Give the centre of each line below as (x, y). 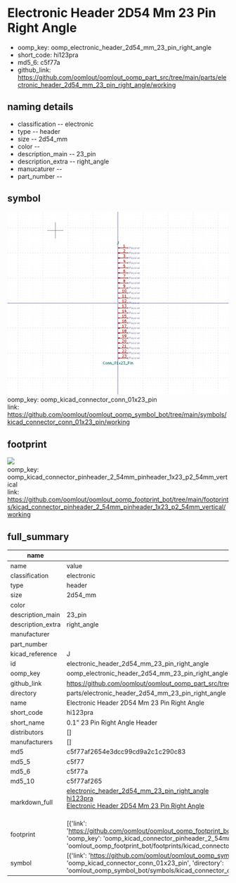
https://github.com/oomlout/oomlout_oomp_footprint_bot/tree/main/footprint (118, 500)
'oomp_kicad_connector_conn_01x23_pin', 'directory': (145, 863)
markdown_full (32, 802)
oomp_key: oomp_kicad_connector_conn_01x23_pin (82, 400)
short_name (27, 722)
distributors (27, 732)
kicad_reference (34, 653)
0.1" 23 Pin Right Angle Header (112, 722)
